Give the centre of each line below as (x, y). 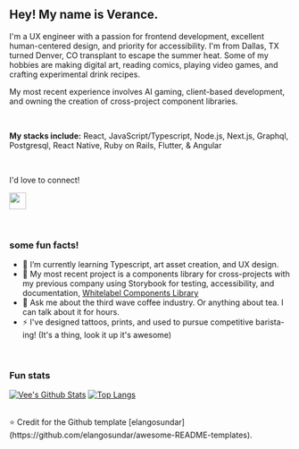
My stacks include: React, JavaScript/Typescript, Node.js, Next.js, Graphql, (149, 136)
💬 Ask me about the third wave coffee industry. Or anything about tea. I (153, 302)
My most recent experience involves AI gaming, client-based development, (147, 91)
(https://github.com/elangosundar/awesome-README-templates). (131, 435)
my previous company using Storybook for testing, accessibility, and (148, 284)
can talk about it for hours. (71, 312)
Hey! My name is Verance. (84, 15)
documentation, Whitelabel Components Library (110, 293)
